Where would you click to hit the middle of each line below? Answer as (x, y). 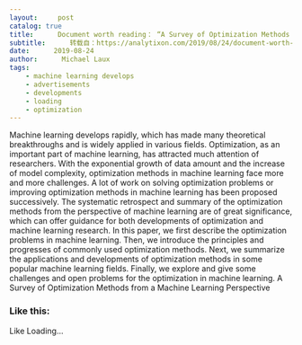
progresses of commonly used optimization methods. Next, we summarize (147, 250)
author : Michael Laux (60, 59)
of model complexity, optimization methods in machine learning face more (147, 173)
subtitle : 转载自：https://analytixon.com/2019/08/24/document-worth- (151, 43)
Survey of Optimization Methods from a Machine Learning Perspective (140, 287)
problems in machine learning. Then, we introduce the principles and (137, 240)
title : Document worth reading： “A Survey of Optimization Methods (150, 34)
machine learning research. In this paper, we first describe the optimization (148, 231)
